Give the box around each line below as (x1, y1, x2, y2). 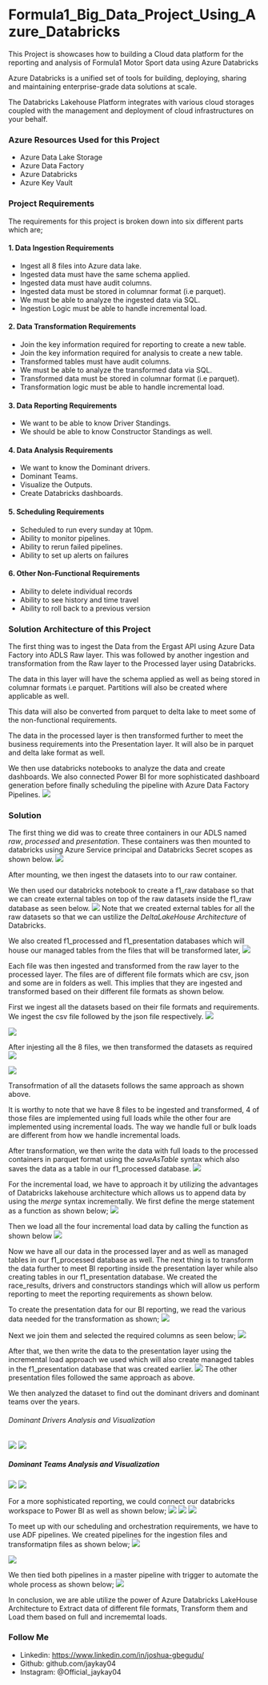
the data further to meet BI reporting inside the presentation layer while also (8, 1264, 258, 1273)
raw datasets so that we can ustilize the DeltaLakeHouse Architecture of (8, 912, 246, 922)
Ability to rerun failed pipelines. (19, 542, 123, 551)
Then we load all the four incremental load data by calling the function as (8, 1222, 249, 1232)
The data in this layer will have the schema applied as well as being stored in (8, 675, 260, 684)
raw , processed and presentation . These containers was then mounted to (8, 836, 250, 846)
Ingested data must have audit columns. (19, 278, 152, 288)
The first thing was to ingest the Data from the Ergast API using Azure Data (8, 642, 255, 651)
